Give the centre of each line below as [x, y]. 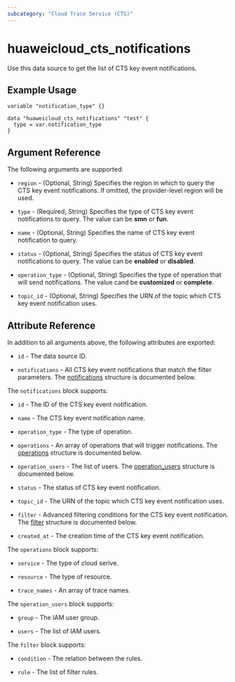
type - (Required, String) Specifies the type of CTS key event [105, 212]
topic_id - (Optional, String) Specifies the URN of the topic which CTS [119, 296]
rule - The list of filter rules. [58, 672]
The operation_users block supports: [61, 604]
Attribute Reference [52, 325]
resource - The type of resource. [65, 577]
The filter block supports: [47, 645]
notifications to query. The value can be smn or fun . [93, 219]
